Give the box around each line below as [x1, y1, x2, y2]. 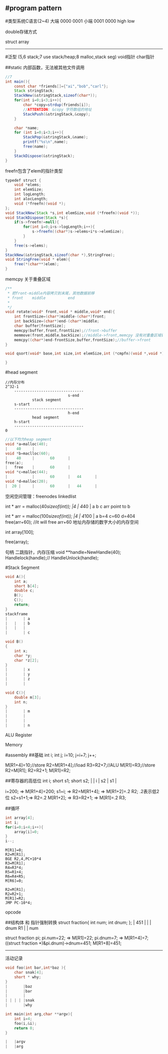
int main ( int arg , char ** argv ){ [5, 1012, 72, 1017]
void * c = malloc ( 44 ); [5, 470, 48, 475]
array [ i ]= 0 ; [14, 829, 39, 834]
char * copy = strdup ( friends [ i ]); [23, 102, 91, 107]
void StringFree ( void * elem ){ [5, 257, 70, 262]
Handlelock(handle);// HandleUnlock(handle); [5, 554, 99, 561]
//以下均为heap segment [5, 437, 51, 442]
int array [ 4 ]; [5, 815, 35, 820]
